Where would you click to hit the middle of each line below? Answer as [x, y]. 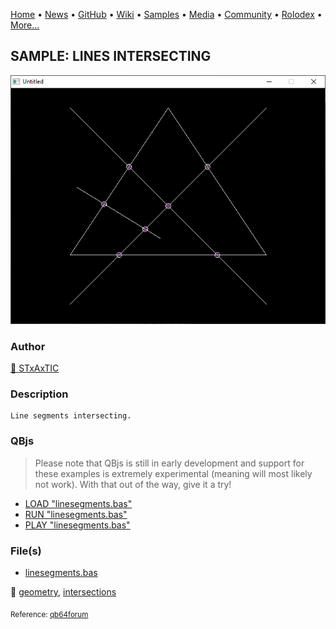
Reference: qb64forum [49, 614]
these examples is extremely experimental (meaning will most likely [173, 473]
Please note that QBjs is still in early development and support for [169, 463]
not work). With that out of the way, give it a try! [133, 484]
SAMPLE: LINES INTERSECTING [111, 56]
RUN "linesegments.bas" [76, 514]
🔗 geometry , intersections [63, 592]
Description [39, 394]
